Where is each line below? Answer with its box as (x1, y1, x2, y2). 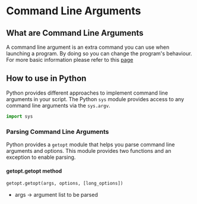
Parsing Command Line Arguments (6, 127, 109, 136)
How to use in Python (6, 73, 87, 84)
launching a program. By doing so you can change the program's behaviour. (6, 50, 192, 57)
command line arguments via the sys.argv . (6, 102, 111, 109)
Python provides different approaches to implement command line (6, 89, 168, 96)
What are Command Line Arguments (6, 28, 144, 38)
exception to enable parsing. (6, 153, 76, 161)
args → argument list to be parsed (14, 192, 98, 199)
